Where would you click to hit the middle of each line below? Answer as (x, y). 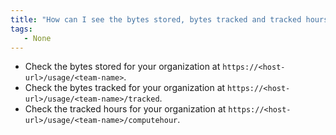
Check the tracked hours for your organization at (125, 109)
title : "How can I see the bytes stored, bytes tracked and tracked (156, 19)
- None (37, 38)
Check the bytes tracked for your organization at (125, 88)
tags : (21, 29)
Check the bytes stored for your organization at (122, 67)
